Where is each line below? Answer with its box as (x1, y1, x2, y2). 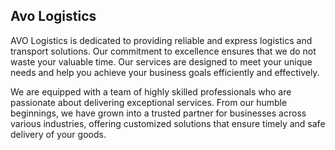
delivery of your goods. (10, 128, 107, 140)
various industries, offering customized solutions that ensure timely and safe (10, 117, 326, 129)
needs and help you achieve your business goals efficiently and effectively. (10, 66, 320, 78)
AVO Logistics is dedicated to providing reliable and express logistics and (10, 34, 313, 46)
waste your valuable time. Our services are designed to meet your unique (10, 55, 313, 68)
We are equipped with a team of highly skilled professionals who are (10, 85, 292, 98)
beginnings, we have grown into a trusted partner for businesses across (10, 107, 307, 119)
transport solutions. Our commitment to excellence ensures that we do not (10, 45, 317, 57)
